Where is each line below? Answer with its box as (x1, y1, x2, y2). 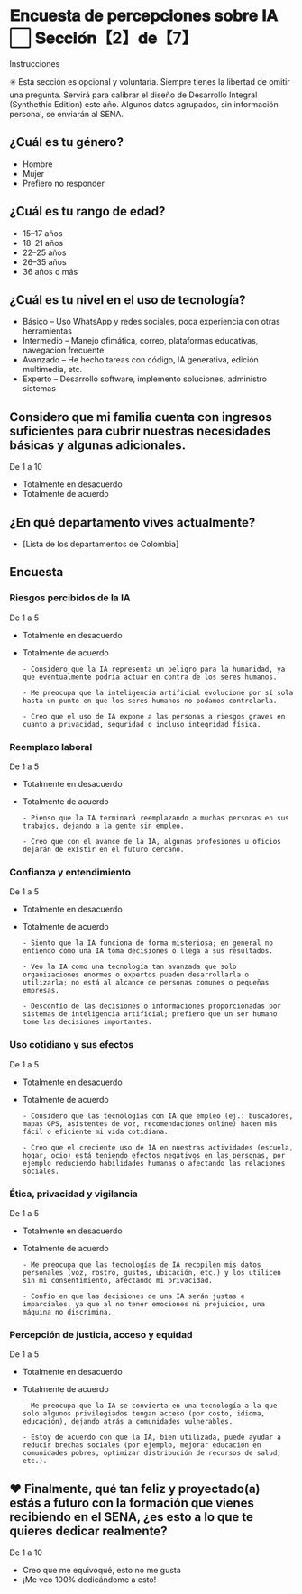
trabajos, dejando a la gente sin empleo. (22, 821, 185, 830)
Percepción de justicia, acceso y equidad (9, 1328, 193, 1341)
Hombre (22, 159, 53, 169)
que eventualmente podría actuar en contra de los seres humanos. (22, 673, 278, 682)
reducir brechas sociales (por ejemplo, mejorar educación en (22, 1441, 261, 1450)
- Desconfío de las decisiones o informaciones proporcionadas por (22, 1002, 281, 1011)
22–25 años (22, 247, 67, 258)
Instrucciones (9, 58, 60, 69)
